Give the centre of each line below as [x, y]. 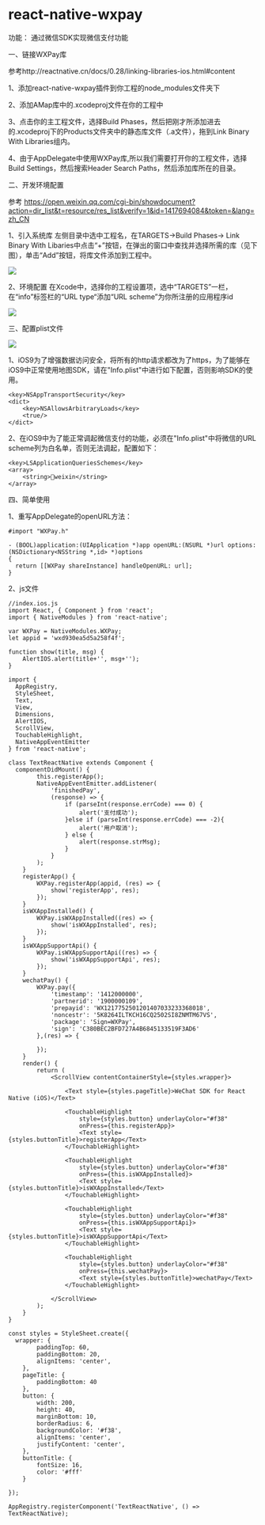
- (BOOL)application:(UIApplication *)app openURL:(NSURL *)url [116, 545]
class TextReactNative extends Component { [81, 762]
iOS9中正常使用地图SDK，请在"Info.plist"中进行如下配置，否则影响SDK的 [127, 370]
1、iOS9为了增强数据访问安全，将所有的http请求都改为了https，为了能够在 [129, 360]
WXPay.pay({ [57, 987]
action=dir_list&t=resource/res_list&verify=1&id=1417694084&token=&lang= [132, 211]
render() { [40, 1063]
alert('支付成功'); [108, 813]
